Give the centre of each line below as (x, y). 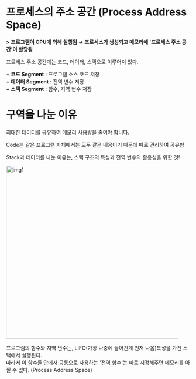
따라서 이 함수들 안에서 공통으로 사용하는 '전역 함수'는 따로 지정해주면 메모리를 (95, 363)
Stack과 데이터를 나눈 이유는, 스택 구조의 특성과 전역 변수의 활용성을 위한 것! (93, 157)
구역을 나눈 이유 (42, 115)
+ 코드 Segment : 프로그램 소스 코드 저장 (53, 74)
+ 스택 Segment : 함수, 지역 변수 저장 (49, 89)
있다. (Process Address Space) (55, 370)
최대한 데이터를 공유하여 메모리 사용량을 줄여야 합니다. (68, 132)
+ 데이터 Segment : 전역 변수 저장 (45, 81)
